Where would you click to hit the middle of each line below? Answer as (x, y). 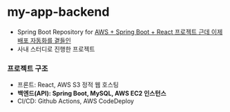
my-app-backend (58, 12)
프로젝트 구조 (28, 68)
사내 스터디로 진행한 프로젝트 (56, 49)
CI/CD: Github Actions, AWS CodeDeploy (76, 101)
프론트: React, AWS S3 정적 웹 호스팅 (68, 85)
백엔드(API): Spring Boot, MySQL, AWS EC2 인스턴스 (92, 93)
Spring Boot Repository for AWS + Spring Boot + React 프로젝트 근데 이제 (120, 32)
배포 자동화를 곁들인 (44, 40)
